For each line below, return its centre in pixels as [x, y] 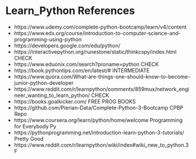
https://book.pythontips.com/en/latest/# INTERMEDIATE [82, 70]
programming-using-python [48, 39]
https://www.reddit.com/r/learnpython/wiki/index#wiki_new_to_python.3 [101, 145]
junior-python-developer [44, 82]
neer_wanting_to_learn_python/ [52, 95]
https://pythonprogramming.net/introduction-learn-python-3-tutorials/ [99, 132]
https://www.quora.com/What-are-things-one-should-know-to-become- [102, 77]
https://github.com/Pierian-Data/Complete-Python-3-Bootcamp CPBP [99, 108]
